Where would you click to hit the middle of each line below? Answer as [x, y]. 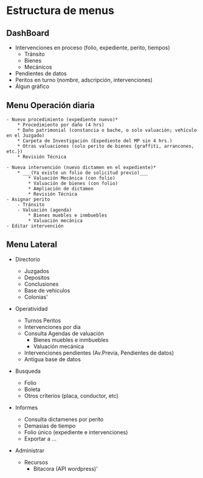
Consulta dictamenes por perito [64, 419]
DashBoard [28, 33]
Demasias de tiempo [50, 426]
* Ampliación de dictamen [61, 189]
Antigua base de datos [52, 359]
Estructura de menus [60, 11]
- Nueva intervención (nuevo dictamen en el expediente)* [81, 167]
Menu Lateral [32, 245]
